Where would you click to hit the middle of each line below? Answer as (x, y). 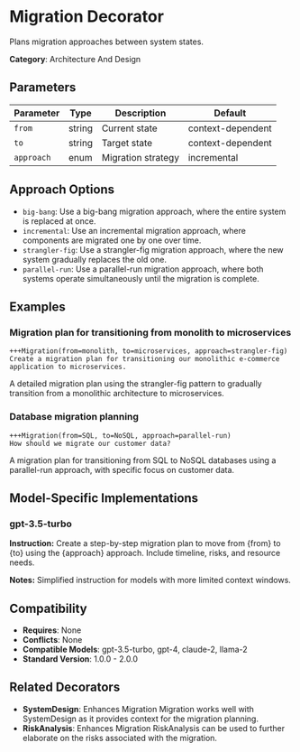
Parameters (43, 88)
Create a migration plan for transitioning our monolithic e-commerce (145, 359)
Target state (127, 143)
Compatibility (48, 608)
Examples (37, 306)
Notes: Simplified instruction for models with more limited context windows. (150, 580)
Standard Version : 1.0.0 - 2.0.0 (80, 659)
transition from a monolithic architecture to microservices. (117, 394)
